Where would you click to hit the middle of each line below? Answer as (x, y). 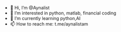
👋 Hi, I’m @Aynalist (30, 8)
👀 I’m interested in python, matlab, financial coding (63, 13)
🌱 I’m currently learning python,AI (45, 18)
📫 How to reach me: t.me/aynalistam (49, 24)
